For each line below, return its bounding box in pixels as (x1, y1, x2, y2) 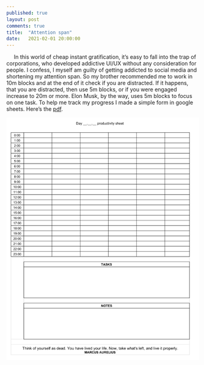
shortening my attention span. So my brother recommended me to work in (6, 73, 193, 80)
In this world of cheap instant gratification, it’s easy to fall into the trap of (13, 53, 197, 61)
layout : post (6, 16, 40, 23)
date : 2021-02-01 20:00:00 (6, 36, 81, 42)
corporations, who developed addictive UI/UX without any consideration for (6, 60, 197, 67)
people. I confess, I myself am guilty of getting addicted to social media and (6, 66, 197, 73)
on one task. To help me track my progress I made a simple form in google (6, 99, 194, 107)
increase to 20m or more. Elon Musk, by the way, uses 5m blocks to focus (6, 92, 192, 100)
